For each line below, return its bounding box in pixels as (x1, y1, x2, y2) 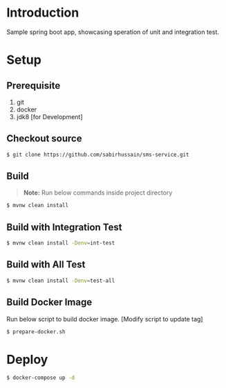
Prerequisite (6, 80, 61, 91)
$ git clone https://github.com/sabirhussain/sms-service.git (6, 151, 189, 158)
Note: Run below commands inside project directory (23, 188, 173, 197)
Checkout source (6, 133, 82, 145)
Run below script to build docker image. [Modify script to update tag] (6, 315, 203, 323)
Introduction (6, 5, 79, 21)
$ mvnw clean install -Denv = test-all (6, 277, 115, 284)
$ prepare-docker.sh (6, 328, 66, 335)
